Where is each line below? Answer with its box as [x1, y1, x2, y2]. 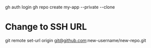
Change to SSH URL [5, 22, 87, 32]
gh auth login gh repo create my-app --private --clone [5, 4, 115, 10]
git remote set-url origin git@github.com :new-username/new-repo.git [5, 37, 146, 43]
